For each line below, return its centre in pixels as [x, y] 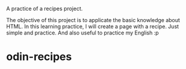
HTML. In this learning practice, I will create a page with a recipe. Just [92, 26]
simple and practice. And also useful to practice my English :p [82, 33]
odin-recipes [39, 57]
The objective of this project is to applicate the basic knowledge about [93, 20]
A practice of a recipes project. [44, 9]
